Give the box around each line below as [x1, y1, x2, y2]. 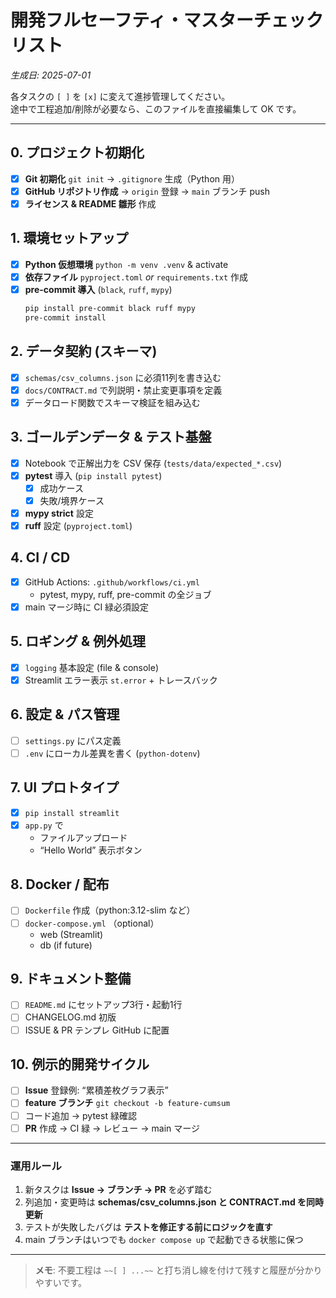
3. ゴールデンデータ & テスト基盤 [10, 429, 212, 446]
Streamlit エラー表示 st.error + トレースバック [24, 674, 218, 686]
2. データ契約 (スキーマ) [10, 343, 158, 360]
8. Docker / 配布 [10, 876, 110, 893]
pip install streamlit [24, 808, 120, 818]
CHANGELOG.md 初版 [24, 1011, 117, 1023]
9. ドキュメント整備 [10, 970, 132, 987]
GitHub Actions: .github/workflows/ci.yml [24, 576, 200, 588]
